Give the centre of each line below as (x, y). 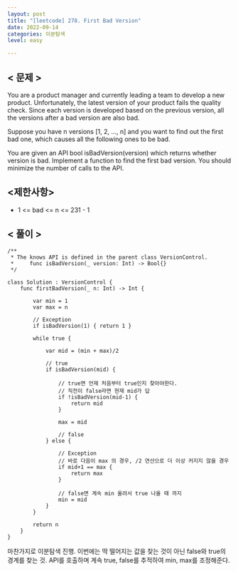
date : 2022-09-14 (33, 27)
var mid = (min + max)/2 (82, 351)
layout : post (27, 14)
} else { (58, 441)
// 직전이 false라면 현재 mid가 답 (104, 391)
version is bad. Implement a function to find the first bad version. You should (119, 160)
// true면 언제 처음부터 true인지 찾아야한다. (118, 383)
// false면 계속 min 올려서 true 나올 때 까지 (120, 493)
